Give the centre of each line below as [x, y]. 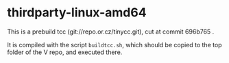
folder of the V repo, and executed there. [65, 52]
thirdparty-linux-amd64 [77, 13]
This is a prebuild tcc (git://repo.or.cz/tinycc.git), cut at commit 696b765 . [111, 32]
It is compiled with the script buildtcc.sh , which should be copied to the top [114, 45]
